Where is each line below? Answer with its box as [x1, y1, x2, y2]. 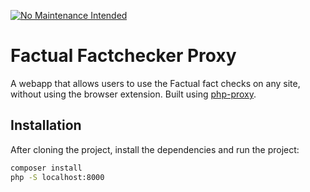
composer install [10, 163, 83, 173]
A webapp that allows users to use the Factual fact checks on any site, [10, 77, 301, 89]
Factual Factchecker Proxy [10, 45, 237, 67]
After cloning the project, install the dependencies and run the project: [10, 143, 300, 155]
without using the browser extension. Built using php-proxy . [10, 88, 257, 100]
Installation [10, 117, 82, 134]
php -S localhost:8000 [10, 172, 105, 182]
